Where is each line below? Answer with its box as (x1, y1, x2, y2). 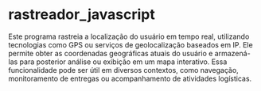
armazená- (214, 48, 251, 58)
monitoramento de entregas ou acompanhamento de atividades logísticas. (8, 74, 252, 83)
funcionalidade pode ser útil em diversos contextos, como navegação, (8, 65, 239, 74)
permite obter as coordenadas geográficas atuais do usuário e (8, 48, 213, 58)
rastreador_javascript (8, 6, 155, 24)
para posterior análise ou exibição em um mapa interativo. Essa (19, 57, 228, 66)
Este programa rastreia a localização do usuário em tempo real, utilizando (8, 32, 250, 41)
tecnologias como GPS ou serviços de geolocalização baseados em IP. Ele (8, 40, 253, 49)
